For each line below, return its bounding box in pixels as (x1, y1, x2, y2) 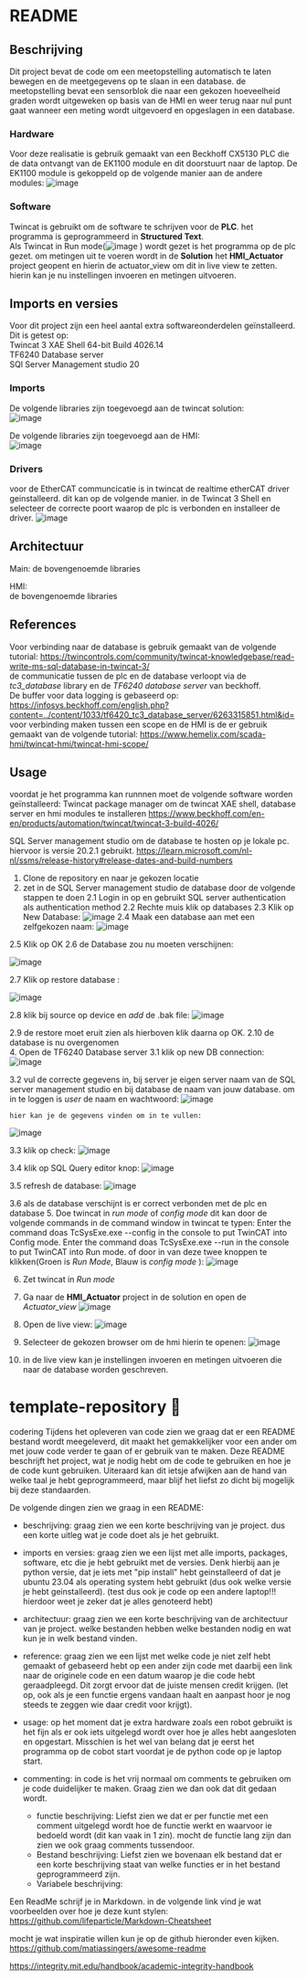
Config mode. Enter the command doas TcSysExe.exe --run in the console (9, 1237, 290, 1248)
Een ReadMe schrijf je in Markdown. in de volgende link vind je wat (9, 1896, 262, 1907)
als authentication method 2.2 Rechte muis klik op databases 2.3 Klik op (22, 901, 294, 913)
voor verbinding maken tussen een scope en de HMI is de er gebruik (9, 719, 268, 730)
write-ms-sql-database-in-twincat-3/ (9, 660, 150, 671)
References (9, 617, 77, 633)
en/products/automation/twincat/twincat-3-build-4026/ (9, 818, 219, 829)
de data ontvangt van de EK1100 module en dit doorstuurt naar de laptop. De (9, 158, 298, 169)
